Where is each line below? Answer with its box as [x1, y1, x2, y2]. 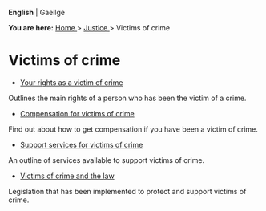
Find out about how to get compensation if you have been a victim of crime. [8, 124, 259, 134]
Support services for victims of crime [19, 140, 143, 149]
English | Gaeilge [8, 8, 66, 17]
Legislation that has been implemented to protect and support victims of [8, 186, 247, 196]
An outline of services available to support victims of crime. [8, 155, 205, 164]
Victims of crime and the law [19, 171, 115, 181]
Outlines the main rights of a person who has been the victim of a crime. [8, 93, 247, 103]
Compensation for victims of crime [19, 108, 135, 118]
